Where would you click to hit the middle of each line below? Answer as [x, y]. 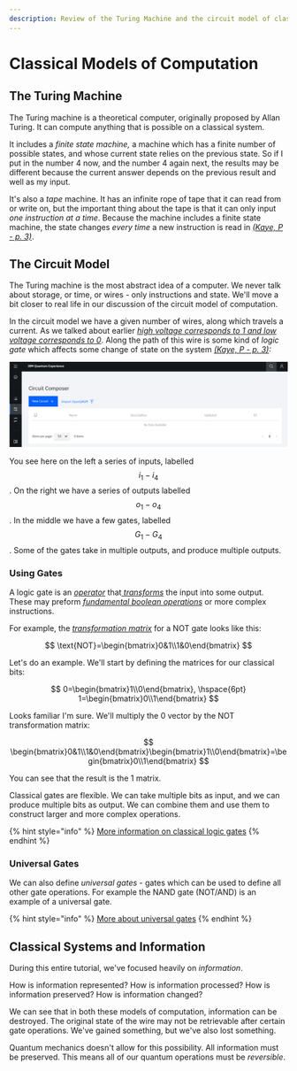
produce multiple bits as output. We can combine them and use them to [139, 805]
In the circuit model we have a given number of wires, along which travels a [147, 321]
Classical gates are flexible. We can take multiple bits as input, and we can [145, 796]
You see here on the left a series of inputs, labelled [102, 461]
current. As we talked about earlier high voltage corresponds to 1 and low [143, 331]
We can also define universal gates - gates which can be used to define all [145, 883]
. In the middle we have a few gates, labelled [90, 520]
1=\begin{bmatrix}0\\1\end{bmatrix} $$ [148, 698]
